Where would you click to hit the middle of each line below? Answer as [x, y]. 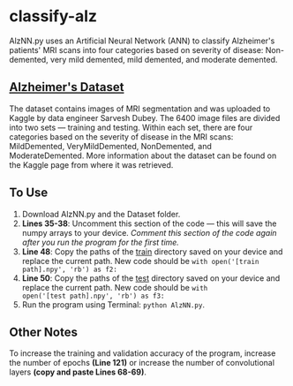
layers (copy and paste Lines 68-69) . [78, 372]
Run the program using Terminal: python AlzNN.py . [113, 304]
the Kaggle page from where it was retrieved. [91, 164]
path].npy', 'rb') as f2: [69, 269]
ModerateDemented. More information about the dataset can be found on [143, 155]
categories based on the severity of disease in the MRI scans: [121, 136]
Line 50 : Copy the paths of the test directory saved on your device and [151, 278]
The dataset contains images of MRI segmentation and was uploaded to [140, 109]
